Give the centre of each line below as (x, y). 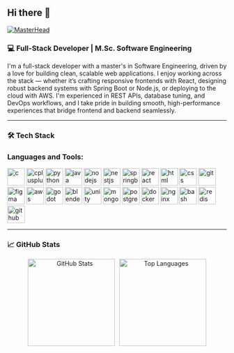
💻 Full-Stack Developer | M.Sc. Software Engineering (100, 48)
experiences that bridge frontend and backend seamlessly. (92, 111)
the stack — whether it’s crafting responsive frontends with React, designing (117, 81)
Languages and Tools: (45, 156)
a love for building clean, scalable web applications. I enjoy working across (115, 73)
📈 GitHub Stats (34, 245)
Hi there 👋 (29, 13)
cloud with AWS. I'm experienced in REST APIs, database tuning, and (106, 96)
